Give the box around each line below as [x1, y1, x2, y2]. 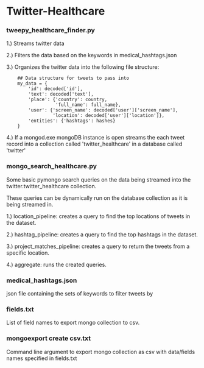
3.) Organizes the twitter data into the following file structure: [6, 63, 160, 71]
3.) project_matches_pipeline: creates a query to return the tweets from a [6, 242, 190, 250]
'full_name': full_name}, [55, 102, 121, 108]
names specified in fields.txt [6, 355, 77, 362]
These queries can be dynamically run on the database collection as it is [6, 194, 188, 202]
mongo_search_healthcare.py [6, 162, 97, 171]
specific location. [6, 249, 50, 257]
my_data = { [17, 80, 47, 87]
